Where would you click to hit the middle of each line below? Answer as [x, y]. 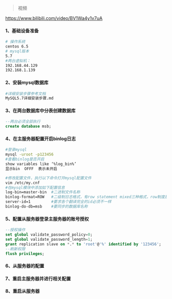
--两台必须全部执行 [23, 122]
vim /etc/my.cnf [23, 183]
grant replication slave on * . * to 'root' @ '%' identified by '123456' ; [83, 244]
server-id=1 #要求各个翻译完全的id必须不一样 [58, 202]
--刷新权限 [15, 249]
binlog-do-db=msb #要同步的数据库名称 [47, 206]
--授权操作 [15, 230]
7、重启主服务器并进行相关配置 [38, 279]
